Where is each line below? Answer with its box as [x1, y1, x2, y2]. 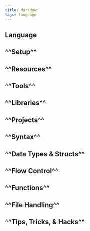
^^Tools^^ [5, 82, 36, 90]
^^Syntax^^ [5, 133, 41, 141]
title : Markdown [5, 7, 39, 13]
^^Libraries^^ [5, 99, 46, 107]
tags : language [5, 12, 37, 17]
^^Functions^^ [5, 184, 50, 192]
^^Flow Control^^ [5, 167, 59, 175]
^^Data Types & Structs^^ [5, 150, 85, 158]
